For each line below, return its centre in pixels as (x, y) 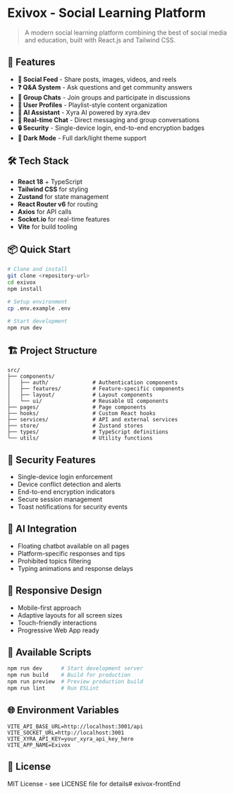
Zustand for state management (63, 196)
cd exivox (22, 283)
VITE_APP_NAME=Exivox (39, 745)
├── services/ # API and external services (93, 420)
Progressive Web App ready (58, 630)
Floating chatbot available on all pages (73, 546)
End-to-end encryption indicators (66, 492)
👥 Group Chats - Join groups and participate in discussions (104, 97)
